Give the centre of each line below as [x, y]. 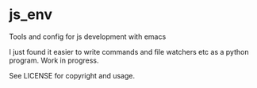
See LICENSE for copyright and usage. [72, 75]
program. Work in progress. [54, 60]
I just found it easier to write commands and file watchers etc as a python [129, 52]
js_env [31, 15]
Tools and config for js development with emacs [88, 36]
